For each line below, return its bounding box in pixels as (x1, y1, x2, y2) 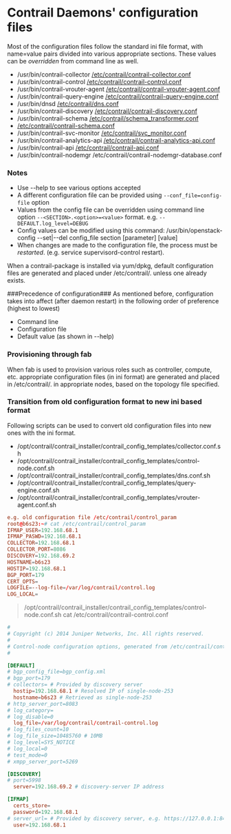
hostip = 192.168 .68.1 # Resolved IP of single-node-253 (13, 688, 174, 695)
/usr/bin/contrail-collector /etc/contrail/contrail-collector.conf (16, 70, 191, 79)
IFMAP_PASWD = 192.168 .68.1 (7, 533, 81, 540)
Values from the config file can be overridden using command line (16, 205, 205, 214)
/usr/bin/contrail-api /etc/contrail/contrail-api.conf (16, 143, 159, 152)
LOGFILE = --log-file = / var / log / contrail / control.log (7, 584, 155, 591)
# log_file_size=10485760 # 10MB (7, 733, 103, 740)
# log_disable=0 (7, 713, 54, 720)
